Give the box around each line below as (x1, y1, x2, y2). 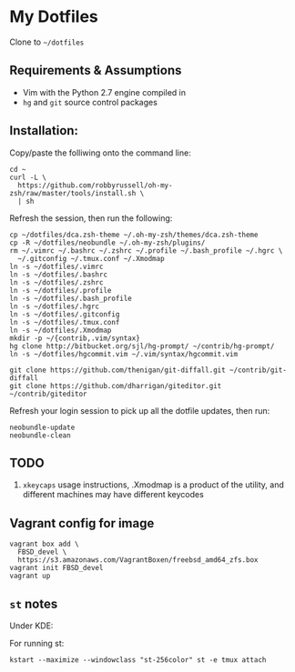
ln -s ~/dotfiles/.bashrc (9, 270, 107, 279)
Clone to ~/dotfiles (9, 36, 85, 47)
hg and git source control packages (22, 96, 158, 107)
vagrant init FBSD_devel (9, 564, 104, 573)
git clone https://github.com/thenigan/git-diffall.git (9, 366, 226, 375)
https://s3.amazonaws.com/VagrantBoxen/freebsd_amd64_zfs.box (17, 556, 259, 565)
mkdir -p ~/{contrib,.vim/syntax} (9, 334, 141, 343)
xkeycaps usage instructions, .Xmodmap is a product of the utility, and (22, 479, 285, 490)
